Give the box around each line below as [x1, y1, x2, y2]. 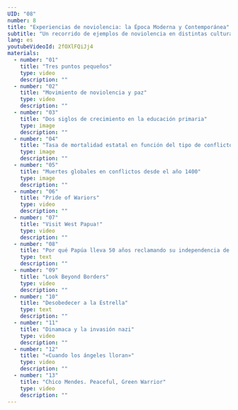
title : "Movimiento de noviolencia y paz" [20, 89, 147, 96]
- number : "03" [13, 109, 59, 116]
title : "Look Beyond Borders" [20, 273, 110, 280]
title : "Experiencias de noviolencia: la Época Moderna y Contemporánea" [7, 23, 230, 30]
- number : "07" [13, 214, 59, 221]
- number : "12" [13, 346, 59, 353]
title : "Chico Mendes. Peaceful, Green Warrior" [20, 378, 166, 385]
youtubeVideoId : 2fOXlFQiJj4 [7, 43, 93, 50]
